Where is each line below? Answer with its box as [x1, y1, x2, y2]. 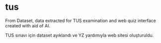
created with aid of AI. [5, 22, 51, 28]
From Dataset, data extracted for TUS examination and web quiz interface [5, 18, 157, 23]
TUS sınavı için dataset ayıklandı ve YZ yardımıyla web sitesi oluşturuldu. [5, 32, 154, 38]
